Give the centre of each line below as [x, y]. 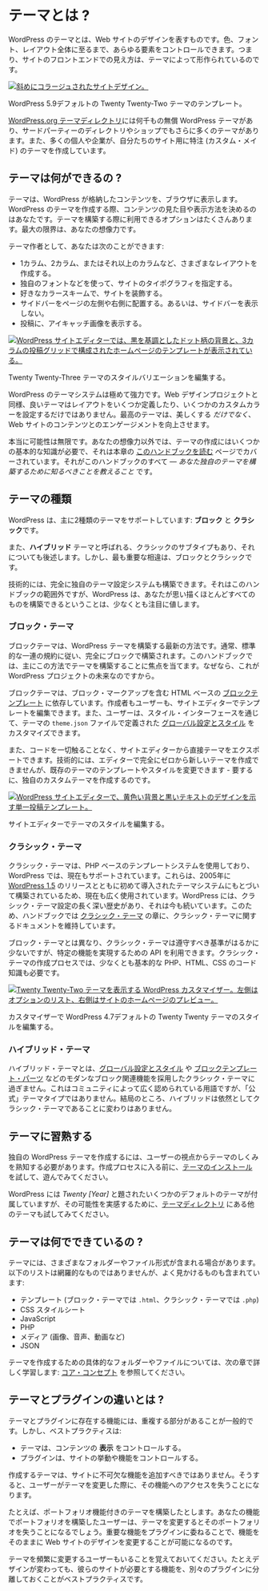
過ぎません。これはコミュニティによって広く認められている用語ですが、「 [128, 1089]
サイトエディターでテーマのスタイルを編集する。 [89, 824]
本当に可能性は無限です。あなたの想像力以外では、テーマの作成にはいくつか [134, 441]
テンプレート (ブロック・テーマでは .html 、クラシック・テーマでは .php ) [140, 1300]
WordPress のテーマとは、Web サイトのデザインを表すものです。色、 [123, 39]
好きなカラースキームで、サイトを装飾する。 [93, 293]
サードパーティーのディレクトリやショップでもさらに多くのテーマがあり [141, 130]
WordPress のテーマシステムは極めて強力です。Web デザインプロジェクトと [133, 394]
